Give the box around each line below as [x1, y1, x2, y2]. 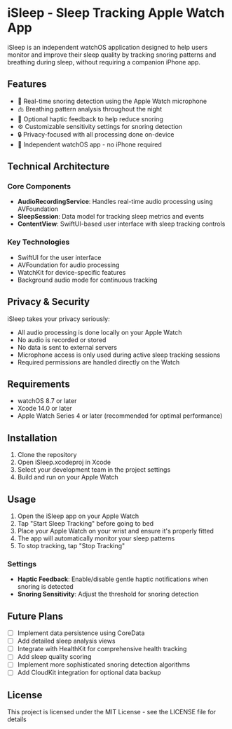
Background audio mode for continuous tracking [17, 275, 158, 284]
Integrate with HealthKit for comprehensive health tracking [17, 645, 187, 653]
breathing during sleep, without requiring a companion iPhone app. [7, 57, 201, 66]
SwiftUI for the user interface [17, 253, 102, 261]
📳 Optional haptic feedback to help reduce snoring [17, 114, 163, 123]
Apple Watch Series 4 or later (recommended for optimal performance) [17, 411, 223, 420]
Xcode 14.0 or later [17, 404, 72, 413]
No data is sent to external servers [17, 343, 118, 351]
